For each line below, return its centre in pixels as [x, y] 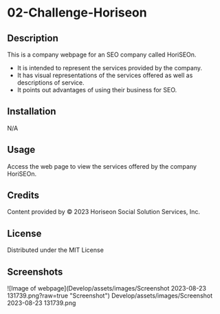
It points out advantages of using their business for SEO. [97, 90]
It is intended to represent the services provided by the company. [110, 68]
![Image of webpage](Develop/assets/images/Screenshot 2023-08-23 [107, 289]
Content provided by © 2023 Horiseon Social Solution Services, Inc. [104, 212]
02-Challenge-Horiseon [77, 13]
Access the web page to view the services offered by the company [102, 166]
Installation [32, 112]
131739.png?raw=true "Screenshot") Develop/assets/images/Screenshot [110, 296]
